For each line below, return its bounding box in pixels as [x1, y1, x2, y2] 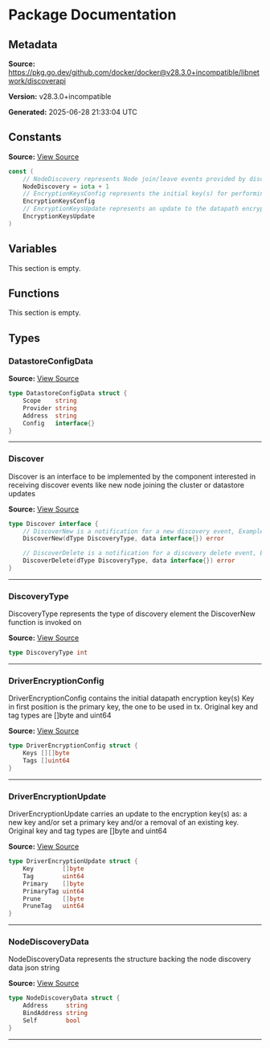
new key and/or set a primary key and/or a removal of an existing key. [8, 818, 239, 828]
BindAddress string [22, 1009, 88, 1017]
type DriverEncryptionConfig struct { [8, 742, 138, 750]
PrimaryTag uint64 [22, 887, 84, 895]
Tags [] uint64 [22, 757, 70, 765]
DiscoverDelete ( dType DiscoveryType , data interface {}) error [22, 557, 235, 565]
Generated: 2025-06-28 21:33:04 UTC [8, 107, 138, 117]
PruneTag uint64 [22, 902, 84, 910]
